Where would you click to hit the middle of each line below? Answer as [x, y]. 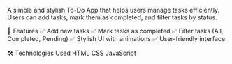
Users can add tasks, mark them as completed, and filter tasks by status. [113, 17]
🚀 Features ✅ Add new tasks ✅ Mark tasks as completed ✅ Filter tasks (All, [115, 31]
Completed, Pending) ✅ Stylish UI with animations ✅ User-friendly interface [116, 39]
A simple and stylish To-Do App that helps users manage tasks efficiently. [114, 10]
